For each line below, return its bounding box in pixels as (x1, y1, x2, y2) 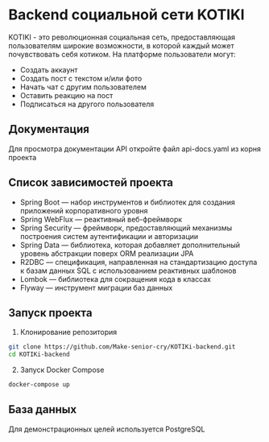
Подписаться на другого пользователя (19, 99, 155, 109)
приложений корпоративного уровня (19, 205, 148, 215)
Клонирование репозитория (19, 328, 118, 337)
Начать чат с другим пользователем (19, 82, 147, 92)
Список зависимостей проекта (8, 176, 174, 190)
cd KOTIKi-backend (8, 350, 70, 359)
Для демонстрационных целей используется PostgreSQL (8, 424, 205, 434)
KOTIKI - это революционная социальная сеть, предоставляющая (8, 32, 236, 42)
